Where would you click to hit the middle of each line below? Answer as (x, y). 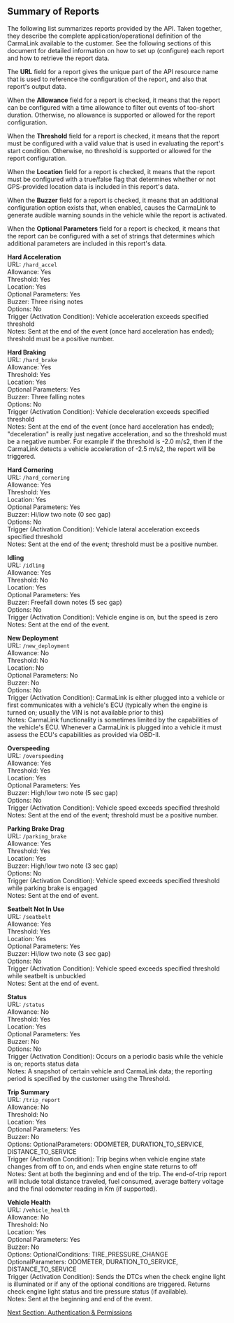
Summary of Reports (53, 12)
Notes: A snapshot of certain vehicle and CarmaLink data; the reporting (110, 1071)
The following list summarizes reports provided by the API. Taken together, (115, 28)
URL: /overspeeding (36, 755)
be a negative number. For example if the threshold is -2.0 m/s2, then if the (115, 441)
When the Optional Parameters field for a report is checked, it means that (114, 228)
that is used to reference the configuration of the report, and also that (107, 79)
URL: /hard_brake (32, 359)
